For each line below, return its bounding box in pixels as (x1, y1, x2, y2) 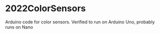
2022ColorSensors (5, 3, 86, 14)
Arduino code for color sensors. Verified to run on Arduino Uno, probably (5, 19, 155, 25)
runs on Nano (5, 24, 33, 30)
